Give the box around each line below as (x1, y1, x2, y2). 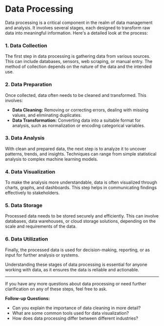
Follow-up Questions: (5, 295, 50, 301)
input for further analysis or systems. (5, 252, 80, 258)
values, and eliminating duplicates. (12, 112, 82, 118)
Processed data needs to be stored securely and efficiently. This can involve (5, 213, 159, 219)
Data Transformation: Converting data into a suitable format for (12, 117, 141, 123)
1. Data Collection (5, 42, 47, 49)
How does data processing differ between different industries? (12, 315, 138, 321)
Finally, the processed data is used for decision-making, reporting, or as (5, 247, 150, 253)
